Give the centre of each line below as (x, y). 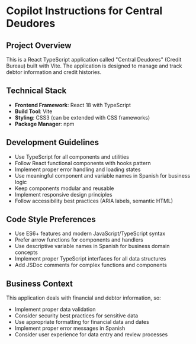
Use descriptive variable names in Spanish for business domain (92, 246)
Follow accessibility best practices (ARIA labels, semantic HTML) (94, 201)
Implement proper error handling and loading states (78, 169)
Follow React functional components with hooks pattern (83, 163)
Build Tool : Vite (33, 111)
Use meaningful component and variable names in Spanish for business (102, 175)
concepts (26, 252)
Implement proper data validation (55, 310)
